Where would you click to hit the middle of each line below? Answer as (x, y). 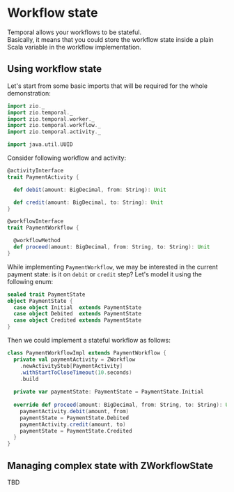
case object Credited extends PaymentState (77, 320)
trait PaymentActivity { (43, 177)
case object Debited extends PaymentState (77, 314)
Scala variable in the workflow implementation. (74, 47)
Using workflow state (55, 69)
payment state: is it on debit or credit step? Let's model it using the (104, 274)
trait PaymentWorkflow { (43, 228)
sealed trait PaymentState (46, 295)
